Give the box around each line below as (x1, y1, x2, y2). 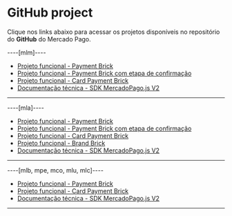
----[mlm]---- (7, 48, 46, 57)
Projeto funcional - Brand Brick (17, 139, 106, 147)
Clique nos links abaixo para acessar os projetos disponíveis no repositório (7, 28, 220, 36)
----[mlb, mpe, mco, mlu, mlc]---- (7, 166, 104, 174)
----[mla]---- (7, 104, 45, 112)
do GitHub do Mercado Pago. (7, 35, 91, 43)
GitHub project (7, 5, 93, 21)
